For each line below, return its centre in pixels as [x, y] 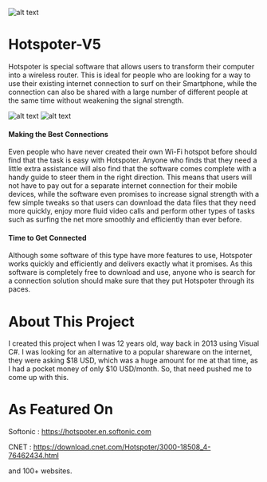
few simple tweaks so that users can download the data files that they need [132, 202]
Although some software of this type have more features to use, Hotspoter [130, 256]
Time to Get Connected [47, 237]
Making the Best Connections [59, 134]
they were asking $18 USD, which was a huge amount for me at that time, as [133, 361]
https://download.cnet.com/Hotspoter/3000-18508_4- [122, 447]
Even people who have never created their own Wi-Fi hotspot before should [133, 152]
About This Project [72, 321]
